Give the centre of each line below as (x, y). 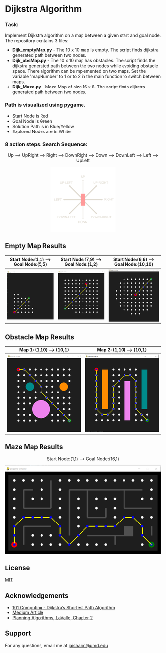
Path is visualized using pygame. (45, 105)
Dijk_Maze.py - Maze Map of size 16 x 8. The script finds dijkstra (79, 87)
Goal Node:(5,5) (31, 264)
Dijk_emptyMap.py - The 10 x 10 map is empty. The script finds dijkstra (85, 50)
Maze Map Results (34, 447)
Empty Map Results (36, 246)
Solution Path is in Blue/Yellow (43, 126)
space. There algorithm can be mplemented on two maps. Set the (79, 71)
